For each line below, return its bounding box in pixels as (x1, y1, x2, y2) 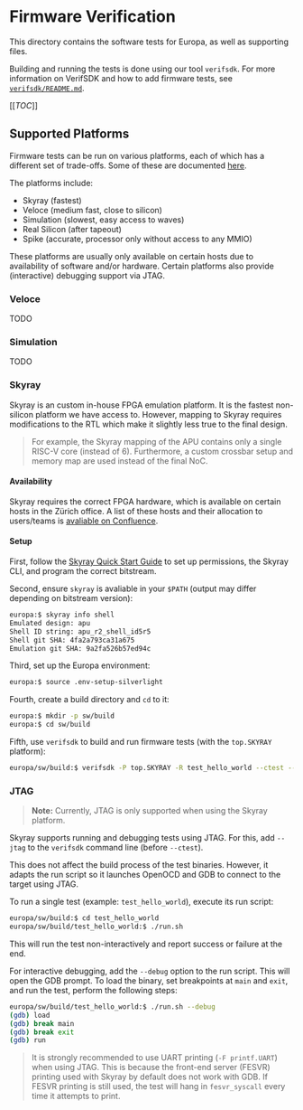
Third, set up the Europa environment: (9, 660, 151, 671)
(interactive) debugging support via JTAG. (9, 269, 165, 281)
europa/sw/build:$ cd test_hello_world (9, 914, 160, 923)
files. (9, 45, 28, 56)
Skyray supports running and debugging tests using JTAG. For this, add (9, 832, 275, 843)
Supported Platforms (9, 127, 130, 142)
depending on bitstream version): (9, 593, 133, 604)
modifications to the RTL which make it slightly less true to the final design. (9, 419, 289, 429)
